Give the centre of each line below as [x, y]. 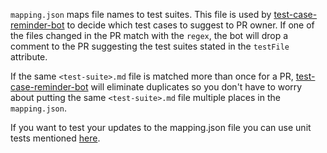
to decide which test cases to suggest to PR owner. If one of [190, 25]
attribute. [29, 57]
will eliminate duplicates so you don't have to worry [196, 87]
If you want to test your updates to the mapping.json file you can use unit [161, 127]
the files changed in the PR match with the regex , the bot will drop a [149, 35]
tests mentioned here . [55, 138]
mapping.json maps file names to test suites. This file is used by [141, 14]
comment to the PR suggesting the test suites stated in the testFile [150, 46]
